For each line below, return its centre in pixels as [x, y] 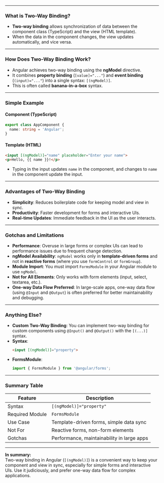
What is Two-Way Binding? [38, 16]
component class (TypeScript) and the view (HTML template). [74, 32]
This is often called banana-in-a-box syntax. [57, 86]
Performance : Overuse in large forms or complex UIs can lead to [77, 245]
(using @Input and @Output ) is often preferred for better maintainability [82, 292]
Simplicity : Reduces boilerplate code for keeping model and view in [80, 202]
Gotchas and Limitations [35, 235]
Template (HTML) [23, 145]
